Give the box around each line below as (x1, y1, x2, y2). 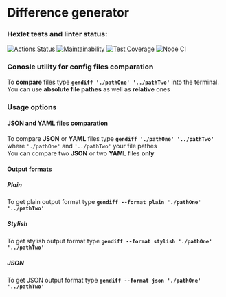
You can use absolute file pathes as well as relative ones (7, 85, 170, 93)
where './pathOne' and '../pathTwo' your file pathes (7, 142, 157, 150)
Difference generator (7, 5, 129, 21)
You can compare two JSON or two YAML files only (7, 149, 155, 157)
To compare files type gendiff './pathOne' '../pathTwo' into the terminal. (7, 78, 220, 86)
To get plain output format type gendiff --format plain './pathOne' (7, 198, 201, 206)
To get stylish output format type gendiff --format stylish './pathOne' (7, 237, 213, 245)
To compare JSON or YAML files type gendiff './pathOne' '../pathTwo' (7, 134, 214, 142)
